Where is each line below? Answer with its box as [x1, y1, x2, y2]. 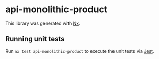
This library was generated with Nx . [5, 20, 80, 26]
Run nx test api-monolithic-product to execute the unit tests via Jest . [5, 48, 154, 54]
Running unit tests [5, 35, 65, 43]
